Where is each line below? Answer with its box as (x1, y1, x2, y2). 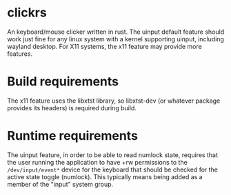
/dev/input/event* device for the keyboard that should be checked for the (7, 165, 219, 174)
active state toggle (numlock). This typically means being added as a (7, 172, 203, 181)
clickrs (7, 5, 47, 21)
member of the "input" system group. (7, 180, 114, 188)
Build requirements (7, 74, 119, 90)
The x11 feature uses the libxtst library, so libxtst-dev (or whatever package (7, 96, 221, 105)
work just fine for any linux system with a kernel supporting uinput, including (7, 34, 224, 43)
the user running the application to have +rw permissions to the (7, 158, 188, 166)
